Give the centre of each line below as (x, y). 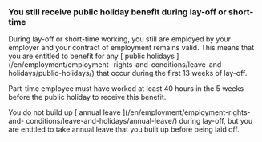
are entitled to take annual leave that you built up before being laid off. (124, 129)
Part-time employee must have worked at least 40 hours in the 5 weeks (126, 89)
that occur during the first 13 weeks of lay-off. (171, 73)
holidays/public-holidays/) (51, 73)
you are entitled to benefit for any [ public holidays (91, 56)
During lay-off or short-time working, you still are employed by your (119, 39)
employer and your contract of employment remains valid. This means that (131, 48)
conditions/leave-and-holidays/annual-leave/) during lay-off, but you (139, 121)
